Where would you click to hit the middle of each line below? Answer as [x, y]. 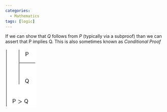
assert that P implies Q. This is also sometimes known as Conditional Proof [83, 42]
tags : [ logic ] [20, 21]
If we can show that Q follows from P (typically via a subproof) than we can [83, 36]
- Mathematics [25, 16]
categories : [18, 11]
